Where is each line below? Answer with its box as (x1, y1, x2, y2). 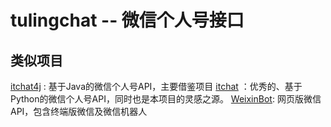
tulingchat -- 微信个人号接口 (10, 9, 245, 32)
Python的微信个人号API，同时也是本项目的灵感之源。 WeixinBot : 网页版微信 (10, 93, 322, 105)
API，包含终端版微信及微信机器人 (10, 106, 148, 117)
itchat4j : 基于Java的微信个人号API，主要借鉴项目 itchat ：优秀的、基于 (10, 81, 303, 92)
